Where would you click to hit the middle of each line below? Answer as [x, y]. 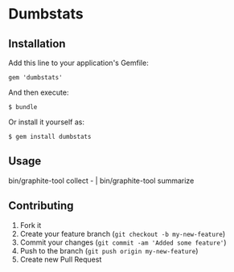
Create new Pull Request [61, 259]
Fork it [31, 225]
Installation [37, 44]
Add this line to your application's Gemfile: [78, 63]
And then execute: [39, 92]
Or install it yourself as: [46, 122]
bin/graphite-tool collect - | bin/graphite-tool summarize [101, 181]
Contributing [41, 206]
